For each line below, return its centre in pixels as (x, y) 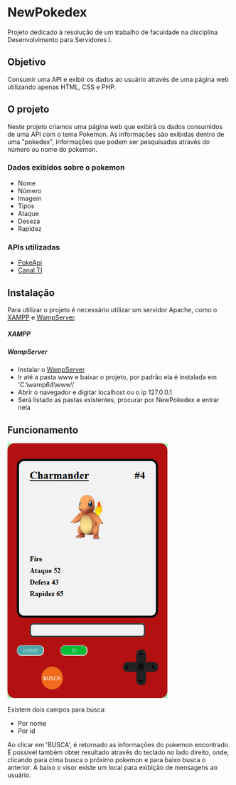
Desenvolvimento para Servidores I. (60, 39)
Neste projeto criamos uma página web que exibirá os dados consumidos (115, 126)
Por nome (32, 724)
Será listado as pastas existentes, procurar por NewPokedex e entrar (118, 400)
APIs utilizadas (34, 247)
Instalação (31, 293)
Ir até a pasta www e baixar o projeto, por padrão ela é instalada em (117, 377)
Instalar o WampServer (51, 370)
